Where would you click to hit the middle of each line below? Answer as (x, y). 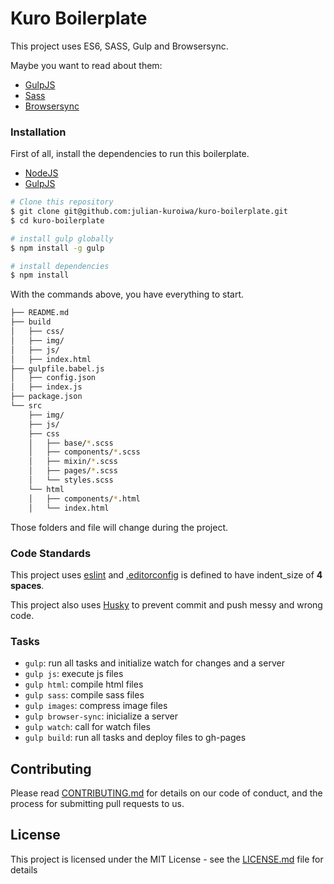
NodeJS (41, 173)
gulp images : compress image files (96, 706)
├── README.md (40, 313)
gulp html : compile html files (84, 684)
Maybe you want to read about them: (86, 65)
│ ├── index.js (46, 387)
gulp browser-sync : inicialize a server (101, 716)
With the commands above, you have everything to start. (127, 294)
